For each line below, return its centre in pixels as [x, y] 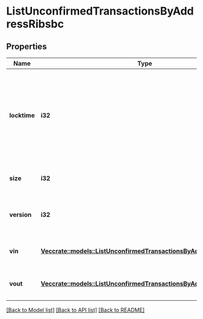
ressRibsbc [35, 24]
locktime [22, 115]
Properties [27, 46]
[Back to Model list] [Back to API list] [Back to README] [76, 310]
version [21, 215]
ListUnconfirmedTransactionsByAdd [100, 11]
